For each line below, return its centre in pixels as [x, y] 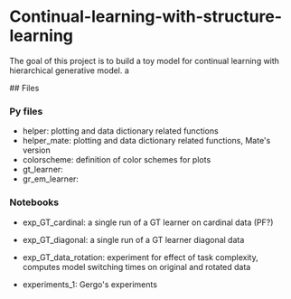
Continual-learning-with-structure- [146, 17]
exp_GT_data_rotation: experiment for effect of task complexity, [141, 257]
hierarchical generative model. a [69, 70]
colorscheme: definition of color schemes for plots [117, 160]
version [37, 150]
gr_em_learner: [51, 179]
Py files [26, 111]
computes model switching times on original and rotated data [136, 266]
